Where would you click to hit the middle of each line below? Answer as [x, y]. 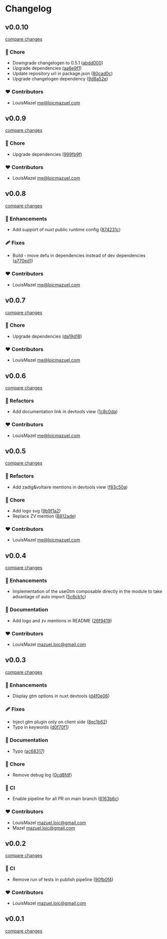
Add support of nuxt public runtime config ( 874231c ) [67, 230]
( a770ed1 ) [23, 261]
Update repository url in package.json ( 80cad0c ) [63, 73]
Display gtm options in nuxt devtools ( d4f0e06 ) [61, 696]
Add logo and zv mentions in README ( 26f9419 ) [62, 620]
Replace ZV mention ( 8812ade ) [44, 516]
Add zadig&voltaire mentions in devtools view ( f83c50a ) [70, 487]
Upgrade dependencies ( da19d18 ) [47, 336]
